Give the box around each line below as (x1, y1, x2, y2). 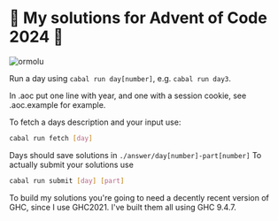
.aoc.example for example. (9, 99, 106, 110)
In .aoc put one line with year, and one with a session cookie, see (9, 90, 247, 101)
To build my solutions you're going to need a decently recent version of (9, 192, 270, 202)
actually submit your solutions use (9, 159, 135, 170)
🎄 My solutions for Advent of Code (9, 8, 267, 28)
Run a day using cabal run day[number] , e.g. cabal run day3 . (9, 72, 232, 83)
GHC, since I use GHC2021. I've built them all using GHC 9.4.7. (9, 202, 236, 212)
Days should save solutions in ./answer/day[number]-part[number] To (9, 149, 262, 160)
